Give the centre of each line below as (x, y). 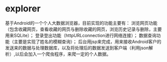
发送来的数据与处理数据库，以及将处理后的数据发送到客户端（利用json (77, 48)
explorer (23, 9)
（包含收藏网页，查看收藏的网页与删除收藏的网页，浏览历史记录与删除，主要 (83, 29)
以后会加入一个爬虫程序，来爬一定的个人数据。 (63, 54)
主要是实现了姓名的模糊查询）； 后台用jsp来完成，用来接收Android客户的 (87, 41)
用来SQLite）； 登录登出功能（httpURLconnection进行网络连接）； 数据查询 (81, 35)
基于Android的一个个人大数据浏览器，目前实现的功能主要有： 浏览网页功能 (81, 23)
